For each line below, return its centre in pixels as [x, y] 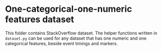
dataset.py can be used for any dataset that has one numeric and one [76, 38]
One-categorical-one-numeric [69, 9]
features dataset [40, 19]
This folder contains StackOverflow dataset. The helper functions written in [81, 33]
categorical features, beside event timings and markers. [61, 43]
